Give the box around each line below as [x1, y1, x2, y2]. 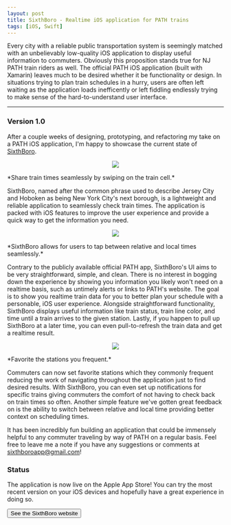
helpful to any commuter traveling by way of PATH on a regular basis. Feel [7, 433, 217, 441]
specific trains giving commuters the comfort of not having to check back [7, 390, 215, 398]
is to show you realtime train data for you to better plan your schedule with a [7, 292, 223, 300]
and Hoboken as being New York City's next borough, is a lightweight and [7, 194, 217, 202]
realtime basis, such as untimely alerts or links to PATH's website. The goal [7, 285, 219, 293]
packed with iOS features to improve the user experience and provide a [7, 208, 210, 217]
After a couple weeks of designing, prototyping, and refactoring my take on [7, 132, 221, 141]
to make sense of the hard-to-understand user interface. [7, 93, 168, 101]
